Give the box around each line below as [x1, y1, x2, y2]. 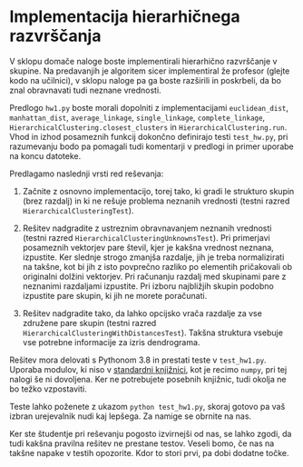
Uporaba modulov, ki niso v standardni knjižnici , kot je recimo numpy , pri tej [9, 363, 288, 374]
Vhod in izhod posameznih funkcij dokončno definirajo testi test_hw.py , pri [9, 131, 288, 142]
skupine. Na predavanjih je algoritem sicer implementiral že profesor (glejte [9, 65, 290, 76]
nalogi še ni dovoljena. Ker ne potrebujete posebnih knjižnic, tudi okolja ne [9, 373, 287, 384]
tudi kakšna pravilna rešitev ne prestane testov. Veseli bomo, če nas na [9, 438, 275, 449]
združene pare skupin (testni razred [22, 317, 157, 328]
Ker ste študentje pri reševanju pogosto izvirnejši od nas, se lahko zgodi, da [9, 428, 292, 439]
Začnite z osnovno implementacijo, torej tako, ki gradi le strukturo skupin [22, 185, 295, 196]
